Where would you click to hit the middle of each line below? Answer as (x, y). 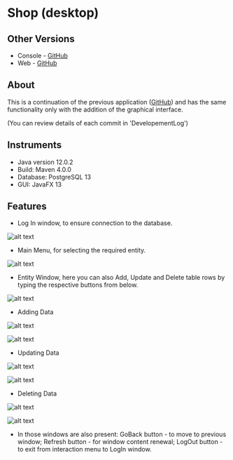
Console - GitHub (43, 55)
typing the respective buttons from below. (78, 285)
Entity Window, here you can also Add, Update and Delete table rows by (121, 278)
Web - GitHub (37, 63)
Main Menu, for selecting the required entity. (82, 250)
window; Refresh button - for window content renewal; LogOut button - (120, 442)
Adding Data (35, 312)
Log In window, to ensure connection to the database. (95, 223)
